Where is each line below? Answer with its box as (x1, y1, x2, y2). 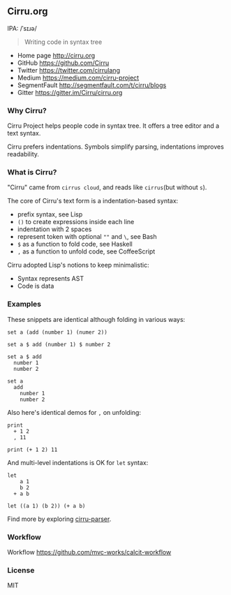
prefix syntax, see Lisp (17, 210, 83, 219)
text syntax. (7, 129, 41, 138)
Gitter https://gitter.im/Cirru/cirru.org (17, 88, 123, 96)
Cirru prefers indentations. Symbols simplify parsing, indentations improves (7, 142, 225, 151)
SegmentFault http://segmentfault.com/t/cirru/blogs (17, 80, 167, 89)
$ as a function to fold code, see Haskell (17, 240, 133, 249)
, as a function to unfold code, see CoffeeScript (17, 247, 156, 256)
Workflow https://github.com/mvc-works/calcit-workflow (7, 548, 172, 556)
